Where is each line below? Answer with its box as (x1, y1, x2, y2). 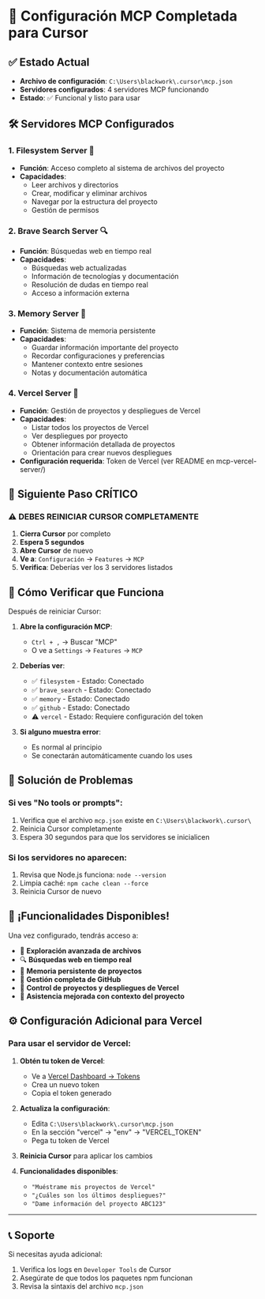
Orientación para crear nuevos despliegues (31, 447, 172, 457)
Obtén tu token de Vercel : (19, 1055, 105, 1066)
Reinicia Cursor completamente (19, 824, 122, 833)
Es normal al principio (31, 742, 103, 752)
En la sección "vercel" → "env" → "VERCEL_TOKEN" (31, 1127, 202, 1137)
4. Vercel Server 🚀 (8, 387, 79, 398)
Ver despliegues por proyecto (31, 431, 129, 440)
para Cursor (8, 24, 88, 42)
